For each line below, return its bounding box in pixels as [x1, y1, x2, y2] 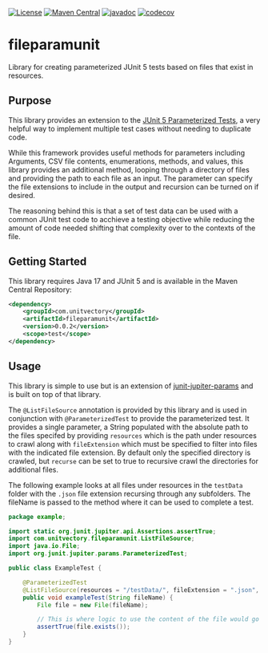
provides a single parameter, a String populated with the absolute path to [8, 422, 249, 432]
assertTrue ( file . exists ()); [37, 623, 130, 631]
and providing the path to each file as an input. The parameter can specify [8, 173, 254, 183]
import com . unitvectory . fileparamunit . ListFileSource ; [8, 534, 195, 543]
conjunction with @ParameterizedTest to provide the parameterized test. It [8, 413, 250, 423]
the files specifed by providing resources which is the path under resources [8, 430, 258, 440]
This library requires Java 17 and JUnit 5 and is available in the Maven [8, 276, 238, 286]
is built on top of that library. [8, 389, 102, 399]
